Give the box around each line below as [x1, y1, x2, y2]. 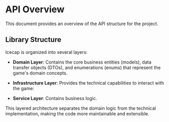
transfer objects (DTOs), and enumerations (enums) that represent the [12, 64, 161, 70]
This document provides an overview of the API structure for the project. [5, 21, 159, 27]
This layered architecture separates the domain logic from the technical [5, 105, 156, 111]
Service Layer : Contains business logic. [12, 95, 97, 101]
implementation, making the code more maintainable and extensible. [5, 110, 150, 116]
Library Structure [5, 35, 61, 44]
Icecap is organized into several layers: [5, 49, 88, 55]
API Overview [5, 4, 65, 15]
